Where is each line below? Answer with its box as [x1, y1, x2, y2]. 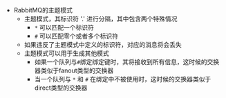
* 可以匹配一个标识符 [34, 23, 95, 31]
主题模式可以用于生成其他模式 [23, 49, 109, 57]
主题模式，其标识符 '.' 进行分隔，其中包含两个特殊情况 [23, 14, 178, 23]
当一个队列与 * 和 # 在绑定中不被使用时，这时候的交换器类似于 [34, 75, 211, 83]
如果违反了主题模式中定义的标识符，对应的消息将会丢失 [23, 41, 182, 48]
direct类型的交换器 [34, 84, 88, 92]
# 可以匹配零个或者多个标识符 [34, 32, 119, 40]
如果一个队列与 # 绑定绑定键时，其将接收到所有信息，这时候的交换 [34, 58, 220, 66]
